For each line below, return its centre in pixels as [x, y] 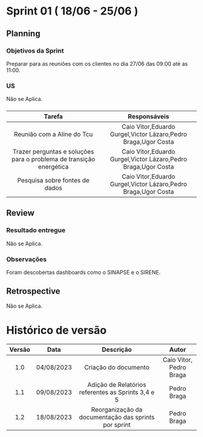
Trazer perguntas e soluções [53, 152]
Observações [27, 259]
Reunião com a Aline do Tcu [53, 134]
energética [53, 167]
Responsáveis [148, 117]
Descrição [117, 349]
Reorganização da [117, 409]
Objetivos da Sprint [35, 51]
